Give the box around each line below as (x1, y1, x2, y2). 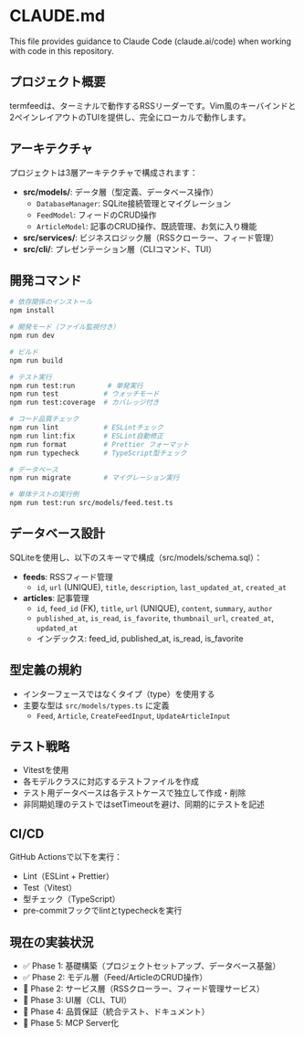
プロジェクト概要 (9, 74, 106, 90)
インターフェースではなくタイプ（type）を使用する (22, 688, 215, 699)
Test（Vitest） (22, 883, 78, 894)
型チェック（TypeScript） (22, 894, 121, 905)
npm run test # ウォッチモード (9, 389, 160, 398)
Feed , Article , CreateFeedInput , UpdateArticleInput (36, 710, 231, 721)
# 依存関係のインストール (9, 298, 93, 307)
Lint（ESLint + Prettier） (22, 871, 114, 882)
